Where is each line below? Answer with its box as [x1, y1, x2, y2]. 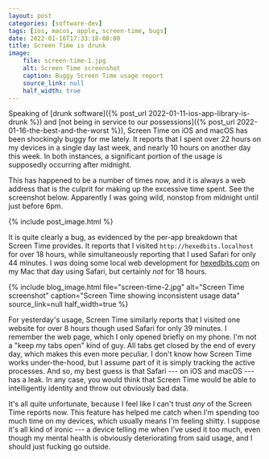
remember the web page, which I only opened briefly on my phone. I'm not [8, 332, 257, 342]
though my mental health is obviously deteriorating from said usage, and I [8, 433, 253, 443]
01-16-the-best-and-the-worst [8, 126, 110, 135]
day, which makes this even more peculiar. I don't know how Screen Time [8, 349, 252, 359]
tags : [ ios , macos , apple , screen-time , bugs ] [8, 27, 168, 35]
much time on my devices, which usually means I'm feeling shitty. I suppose [8, 416, 260, 426]
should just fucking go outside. [8, 442, 111, 452]
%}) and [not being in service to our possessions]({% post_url [29, 118, 235, 127]
